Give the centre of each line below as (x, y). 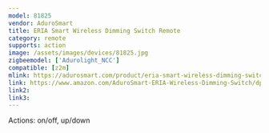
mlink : (19, 75)
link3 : (19, 98)
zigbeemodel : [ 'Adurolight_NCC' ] (64, 61)
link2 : (19, 90)
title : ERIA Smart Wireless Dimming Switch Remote (94, 30)
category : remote (37, 38)
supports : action (37, 46)
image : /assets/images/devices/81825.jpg (78, 53)
